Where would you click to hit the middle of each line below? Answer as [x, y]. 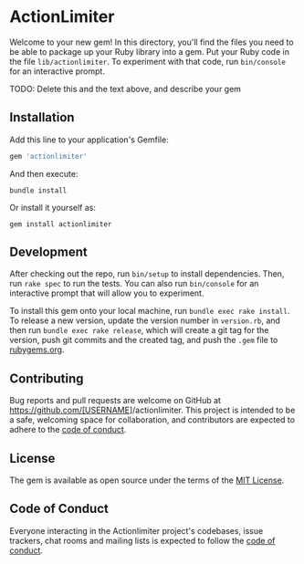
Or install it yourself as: [52, 207]
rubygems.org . [37, 350]
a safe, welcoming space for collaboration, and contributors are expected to [152, 420]
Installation [42, 117]
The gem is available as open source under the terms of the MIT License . [147, 480]
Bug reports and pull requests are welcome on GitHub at [115, 401]
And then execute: [44, 173]
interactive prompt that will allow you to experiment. [107, 293]
